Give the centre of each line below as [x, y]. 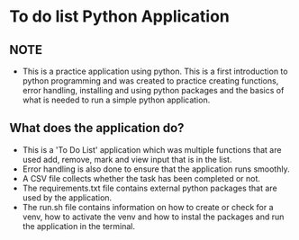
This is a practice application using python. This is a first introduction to [155, 71]
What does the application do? [97, 128]
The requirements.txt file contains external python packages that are [149, 188]
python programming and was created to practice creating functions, [150, 81]
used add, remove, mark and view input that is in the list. [127, 159]
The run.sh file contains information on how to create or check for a [148, 207]
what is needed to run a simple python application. [116, 100]
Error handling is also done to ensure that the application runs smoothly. [156, 169]
